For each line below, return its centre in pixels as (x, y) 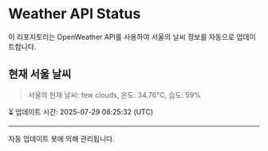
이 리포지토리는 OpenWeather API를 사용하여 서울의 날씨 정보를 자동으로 (122, 37)
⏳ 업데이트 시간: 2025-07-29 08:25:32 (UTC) (81, 111)
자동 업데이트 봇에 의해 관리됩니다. (61, 138)
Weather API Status (75, 14)
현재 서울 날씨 (40, 74)
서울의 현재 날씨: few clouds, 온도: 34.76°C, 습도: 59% (114, 95)
